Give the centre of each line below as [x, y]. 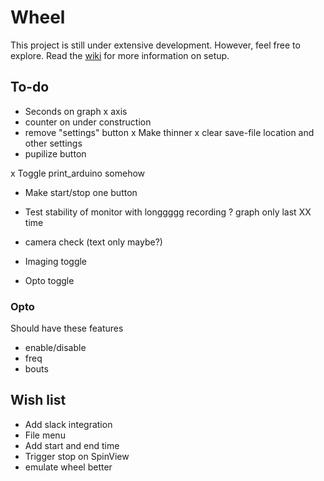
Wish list [38, 400]
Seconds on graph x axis [76, 111]
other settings [53, 143]
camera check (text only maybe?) [93, 242]
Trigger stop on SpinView [77, 456]
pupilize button [55, 153]
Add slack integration [68, 424]
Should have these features [67, 328]
